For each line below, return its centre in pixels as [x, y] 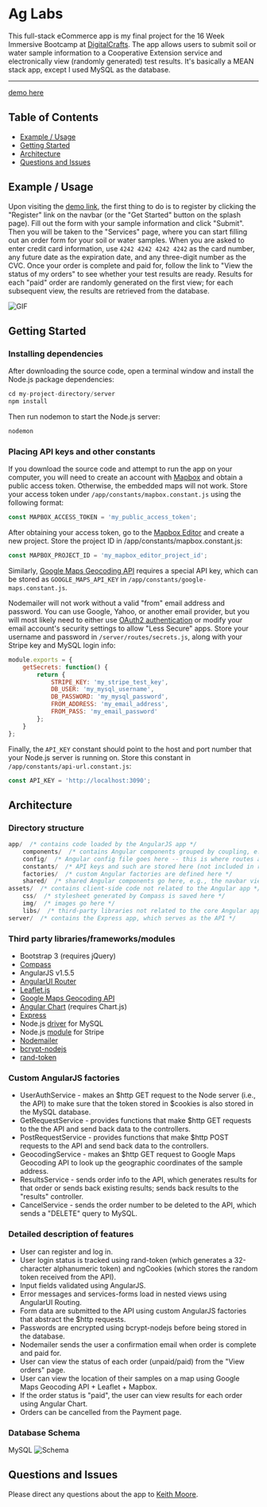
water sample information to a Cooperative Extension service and [115, 52]
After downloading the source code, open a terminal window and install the [131, 371]
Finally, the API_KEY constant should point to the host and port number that [130, 749]
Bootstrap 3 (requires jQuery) [68, 956]
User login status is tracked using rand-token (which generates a [126, 1260]
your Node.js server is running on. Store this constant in [100, 757]
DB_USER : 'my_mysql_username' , [103, 689]
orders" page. [43, 1369]
